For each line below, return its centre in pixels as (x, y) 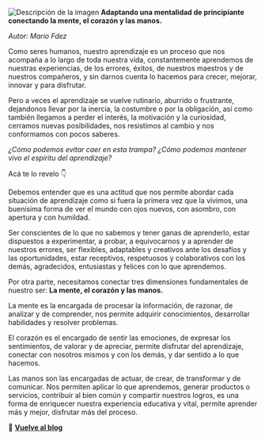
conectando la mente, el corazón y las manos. (85, 21)
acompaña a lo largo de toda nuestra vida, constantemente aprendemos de (131, 60)
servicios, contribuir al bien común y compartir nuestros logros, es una (123, 395)
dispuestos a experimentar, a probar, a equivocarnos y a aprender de (121, 241)
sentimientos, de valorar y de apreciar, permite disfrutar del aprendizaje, (126, 346)
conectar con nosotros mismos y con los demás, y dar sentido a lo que (124, 354)
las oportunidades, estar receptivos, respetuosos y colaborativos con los (127, 258)
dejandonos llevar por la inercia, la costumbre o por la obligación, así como (131, 109)
